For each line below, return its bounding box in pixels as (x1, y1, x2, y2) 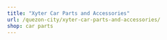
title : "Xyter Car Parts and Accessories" (7, 9, 130, 17)
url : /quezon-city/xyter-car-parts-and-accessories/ (7, 16, 161, 23)
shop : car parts (7, 22, 53, 29)
